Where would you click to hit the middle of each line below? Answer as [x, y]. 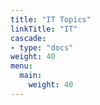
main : [31, 76]
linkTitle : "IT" [44, 29]
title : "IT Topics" [51, 19]
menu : [21, 66]
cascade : [28, 38]
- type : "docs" [42, 47]
